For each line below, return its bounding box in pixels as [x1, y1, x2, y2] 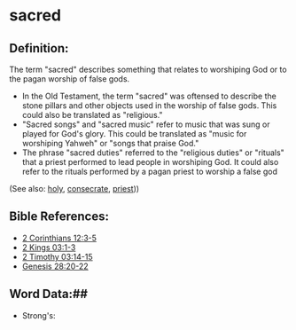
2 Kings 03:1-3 [21, 241, 76, 253]
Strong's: [21, 310, 56, 320]
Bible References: [9, 209, 109, 224]
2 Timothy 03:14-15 [21, 251, 93, 262]
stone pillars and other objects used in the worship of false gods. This [21, 100, 277, 111]
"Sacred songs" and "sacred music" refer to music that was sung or [21, 119, 270, 130]
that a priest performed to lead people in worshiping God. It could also [21, 157, 279, 167]
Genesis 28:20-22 [21, 261, 89, 271]
